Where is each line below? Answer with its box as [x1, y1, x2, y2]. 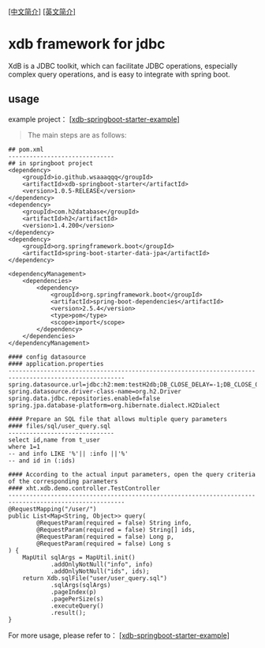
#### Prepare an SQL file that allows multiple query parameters [8, 415, 227, 423]
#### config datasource [8, 352, 87, 361]
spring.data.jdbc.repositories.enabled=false [8, 394, 160, 402]
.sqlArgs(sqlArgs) [50, 581, 111, 589]
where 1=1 [8, 443, 41, 450]
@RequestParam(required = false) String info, [36, 518, 192, 527]
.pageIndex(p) [50, 588, 97, 596]
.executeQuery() [50, 601, 104, 610]
